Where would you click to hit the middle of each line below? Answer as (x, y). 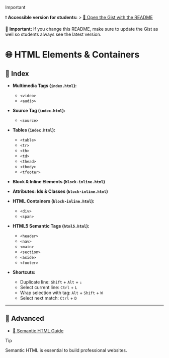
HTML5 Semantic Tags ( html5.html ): (51, 226)
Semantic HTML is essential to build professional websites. (66, 350)
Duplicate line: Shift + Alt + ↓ (51, 282)
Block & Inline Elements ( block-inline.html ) (59, 182)
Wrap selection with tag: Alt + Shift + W (61, 293)
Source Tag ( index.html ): (39, 111)
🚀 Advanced (25, 318)
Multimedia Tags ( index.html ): (45, 86)
